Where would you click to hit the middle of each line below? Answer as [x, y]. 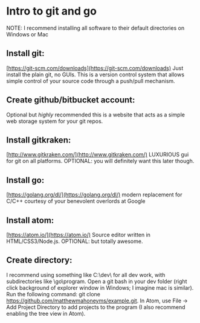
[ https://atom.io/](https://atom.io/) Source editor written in [79, 235]
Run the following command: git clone [53, 294]
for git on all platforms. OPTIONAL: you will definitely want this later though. [100, 161]
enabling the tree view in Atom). [46, 313]
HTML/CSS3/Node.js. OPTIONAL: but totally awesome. [75, 241]
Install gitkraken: [39, 140]
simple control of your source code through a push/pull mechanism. [91, 81]
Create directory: [39, 260]
